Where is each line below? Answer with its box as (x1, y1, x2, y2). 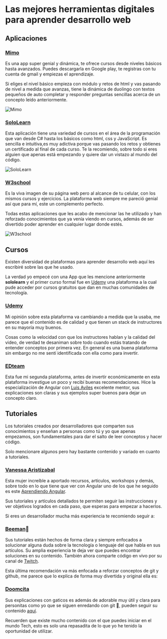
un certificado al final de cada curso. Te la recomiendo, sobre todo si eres (5, 146, 157, 152)
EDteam (5, 362, 25, 369)
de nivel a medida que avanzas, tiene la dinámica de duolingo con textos (5, 86, 155, 92)
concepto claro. (5, 395, 37, 401)
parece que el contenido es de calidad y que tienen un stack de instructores (5, 319, 162, 325)
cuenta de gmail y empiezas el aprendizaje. (5, 71, 94, 77)
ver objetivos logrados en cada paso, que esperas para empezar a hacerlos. (5, 503, 162, 509)
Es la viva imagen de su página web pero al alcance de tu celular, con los (5, 190, 156, 196)
